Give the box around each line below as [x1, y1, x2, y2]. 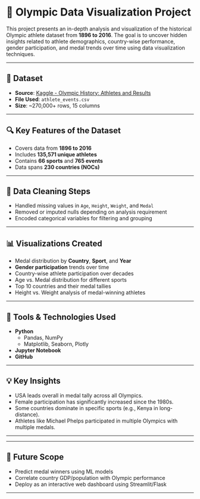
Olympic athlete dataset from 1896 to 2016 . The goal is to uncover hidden [6, 31, 187, 38]
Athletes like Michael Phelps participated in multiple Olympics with [14, 417, 178, 424]
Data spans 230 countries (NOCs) [14, 164, 100, 171]
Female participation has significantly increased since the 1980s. [14, 398, 174, 405]
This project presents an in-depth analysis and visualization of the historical [6, 25, 192, 32]
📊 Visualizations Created [6, 238, 102, 248]
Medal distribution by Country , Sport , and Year [14, 257, 132, 264]
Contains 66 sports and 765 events [14, 157, 103, 164]
